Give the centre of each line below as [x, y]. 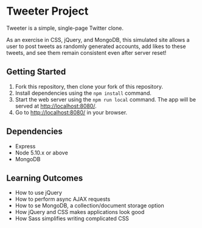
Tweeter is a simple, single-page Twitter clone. [65, 28]
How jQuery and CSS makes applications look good [80, 212]
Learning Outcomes [45, 178]
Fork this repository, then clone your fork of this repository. [89, 86]
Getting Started [36, 72]
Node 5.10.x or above [41, 153]
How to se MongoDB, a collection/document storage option [89, 206]
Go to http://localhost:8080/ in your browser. [71, 112]
